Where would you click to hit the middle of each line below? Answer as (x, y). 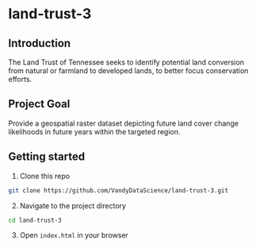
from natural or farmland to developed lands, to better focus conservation (128, 71)
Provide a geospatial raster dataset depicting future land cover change (124, 123)
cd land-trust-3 (35, 220)
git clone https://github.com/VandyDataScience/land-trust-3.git (118, 190)
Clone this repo (44, 176)
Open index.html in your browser (74, 235)
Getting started (47, 157)
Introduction (40, 43)
